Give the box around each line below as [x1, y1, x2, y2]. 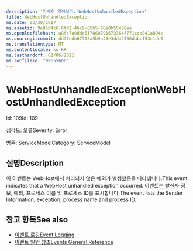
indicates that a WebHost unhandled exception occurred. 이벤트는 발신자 [6, 182, 180, 189]
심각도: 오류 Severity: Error [6, 127, 68, 134]
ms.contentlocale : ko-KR [6, 47, 67, 53]
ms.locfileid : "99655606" [6, 57, 69, 63]
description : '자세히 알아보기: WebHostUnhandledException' [6, 8, 147, 15]
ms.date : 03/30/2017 [6, 19, 57, 25]
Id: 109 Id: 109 [6, 115, 39, 122]
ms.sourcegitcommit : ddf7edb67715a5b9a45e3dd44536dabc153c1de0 [6, 36, 164, 42]
